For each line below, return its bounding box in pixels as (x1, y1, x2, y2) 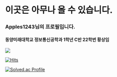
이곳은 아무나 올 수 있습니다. (5, 4, 113, 16)
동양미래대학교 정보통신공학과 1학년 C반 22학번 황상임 (5, 37, 110, 42)
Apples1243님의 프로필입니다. (5, 23, 76, 30)
